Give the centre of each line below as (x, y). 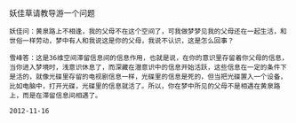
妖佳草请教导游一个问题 (52, 13)
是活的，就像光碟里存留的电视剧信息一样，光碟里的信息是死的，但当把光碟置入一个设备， (148, 77)
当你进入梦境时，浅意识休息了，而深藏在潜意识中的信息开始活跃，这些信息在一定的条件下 (148, 67)
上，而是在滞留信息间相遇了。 (56, 96)
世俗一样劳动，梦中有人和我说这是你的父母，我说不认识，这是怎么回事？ (122, 41)
